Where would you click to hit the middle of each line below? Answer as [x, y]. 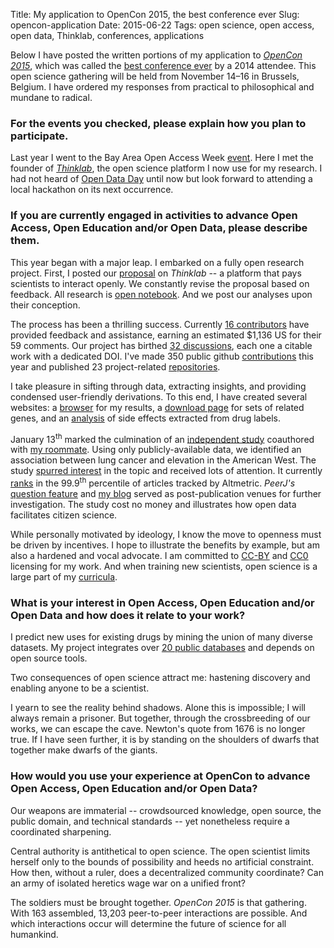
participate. [39, 136]
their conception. [45, 305]
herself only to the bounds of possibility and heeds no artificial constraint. [162, 861]
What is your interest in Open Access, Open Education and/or [162, 602]
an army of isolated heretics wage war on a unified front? [128, 883]
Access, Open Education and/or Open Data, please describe [159, 228]
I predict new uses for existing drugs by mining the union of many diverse [161, 637]
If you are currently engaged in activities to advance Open [154, 216]
